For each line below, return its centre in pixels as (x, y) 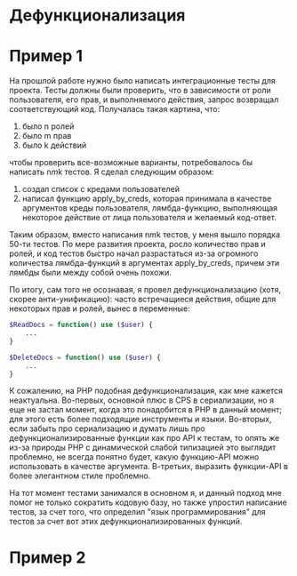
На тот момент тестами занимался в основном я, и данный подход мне (145, 493)
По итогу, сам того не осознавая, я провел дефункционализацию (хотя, (145, 290)
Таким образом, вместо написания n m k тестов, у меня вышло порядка (145, 235)
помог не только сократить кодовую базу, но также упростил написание (148, 502)
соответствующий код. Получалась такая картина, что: (115, 109)
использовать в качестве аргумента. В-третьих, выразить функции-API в (149, 467)
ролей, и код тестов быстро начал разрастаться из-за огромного (134, 253)
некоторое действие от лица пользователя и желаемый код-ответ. (149, 218)
